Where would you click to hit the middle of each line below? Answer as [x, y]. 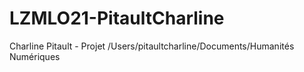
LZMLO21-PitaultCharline [117, 18]
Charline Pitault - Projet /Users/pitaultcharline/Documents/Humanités [152, 46]
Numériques [35, 56]
